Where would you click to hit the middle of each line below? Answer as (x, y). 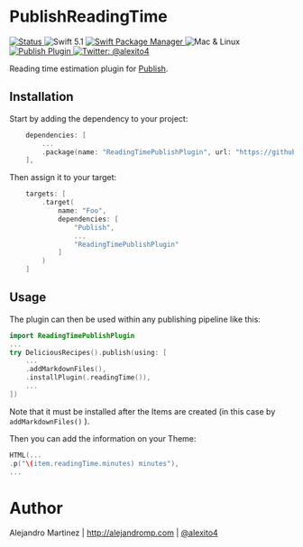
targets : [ (46, 194)
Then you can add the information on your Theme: (103, 438)
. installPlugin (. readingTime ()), (88, 378)
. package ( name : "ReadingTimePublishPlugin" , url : (137, 152)
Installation (41, 97)
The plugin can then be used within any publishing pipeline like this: (135, 319)
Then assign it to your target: (63, 178)
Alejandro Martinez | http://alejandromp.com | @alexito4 (114, 533)
